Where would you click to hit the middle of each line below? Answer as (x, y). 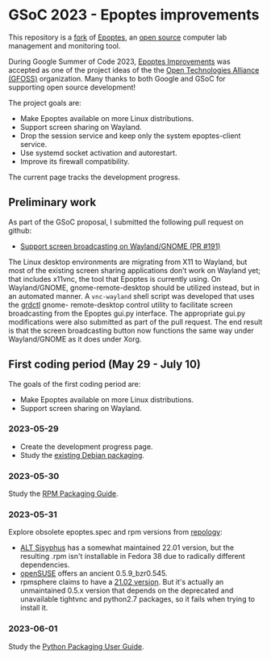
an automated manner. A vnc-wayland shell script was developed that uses (131, 296)
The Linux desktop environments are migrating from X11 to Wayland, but (128, 262)
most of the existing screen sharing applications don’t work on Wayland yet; (134, 270)
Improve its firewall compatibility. (75, 161)
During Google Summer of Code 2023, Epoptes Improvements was (120, 61)
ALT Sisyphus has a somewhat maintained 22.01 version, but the (127, 548)
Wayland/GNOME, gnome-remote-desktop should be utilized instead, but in (134, 288)
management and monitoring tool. (65, 45)
